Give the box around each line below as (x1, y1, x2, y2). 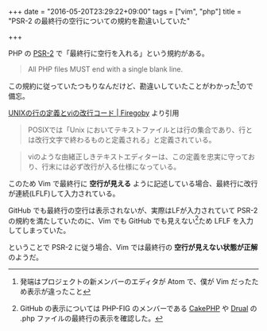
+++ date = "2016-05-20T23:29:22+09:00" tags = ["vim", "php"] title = (8, 7, 242, 16)
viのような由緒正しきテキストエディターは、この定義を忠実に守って (27, 151, 249, 162)
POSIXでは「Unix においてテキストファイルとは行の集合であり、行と (27, 125, 253, 134)
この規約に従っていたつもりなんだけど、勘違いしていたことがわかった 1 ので (8, 80, 253, 91)
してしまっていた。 (8, 226, 71, 236)
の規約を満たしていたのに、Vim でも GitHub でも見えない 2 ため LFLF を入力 (8, 214, 254, 225)
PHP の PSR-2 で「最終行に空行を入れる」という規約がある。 (8, 49, 209, 58)
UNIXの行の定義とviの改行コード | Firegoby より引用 (8, 107, 180, 118)
